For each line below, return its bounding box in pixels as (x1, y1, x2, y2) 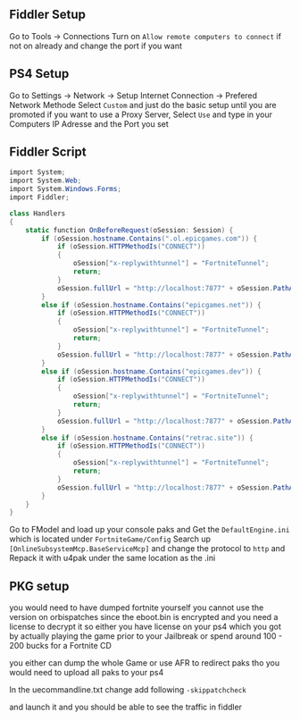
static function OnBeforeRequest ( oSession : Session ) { (25, 225, 234, 235)
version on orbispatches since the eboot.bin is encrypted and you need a (9, 612, 279, 623)
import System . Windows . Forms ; (9, 185, 122, 194)
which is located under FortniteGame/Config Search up (9, 533, 212, 544)
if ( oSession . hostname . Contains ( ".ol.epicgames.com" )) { (41, 234, 258, 243)
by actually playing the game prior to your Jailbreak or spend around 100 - (9, 631, 283, 641)
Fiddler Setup (9, 7, 87, 22)
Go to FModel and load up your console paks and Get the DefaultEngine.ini (9, 524, 290, 535)
